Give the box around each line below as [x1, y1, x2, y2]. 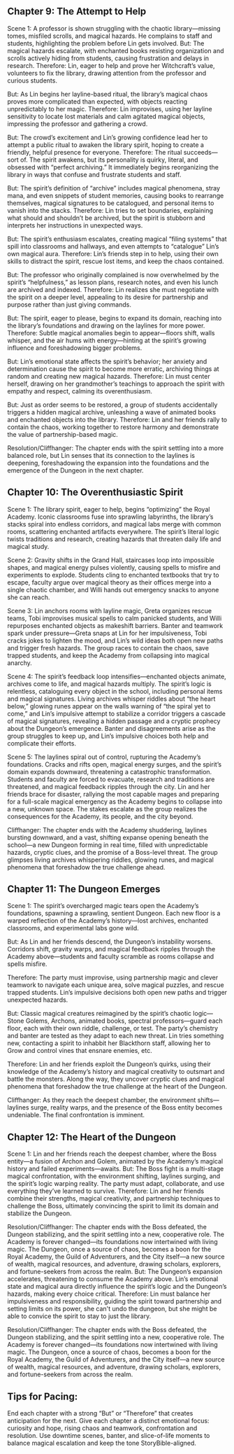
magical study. [7, 542, 50, 550]
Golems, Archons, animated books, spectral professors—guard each [25, 1016, 224, 1025]
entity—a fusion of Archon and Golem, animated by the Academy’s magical [7, 1157, 224, 1166]
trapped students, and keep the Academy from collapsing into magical [7, 651, 210, 659]
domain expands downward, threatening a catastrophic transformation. [7, 767, 212, 776]
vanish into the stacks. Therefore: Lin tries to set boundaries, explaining [7, 206, 214, 214]
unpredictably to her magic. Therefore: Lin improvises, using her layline [7, 104, 212, 113]
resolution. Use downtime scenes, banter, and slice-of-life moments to [7, 1432, 210, 1440]
